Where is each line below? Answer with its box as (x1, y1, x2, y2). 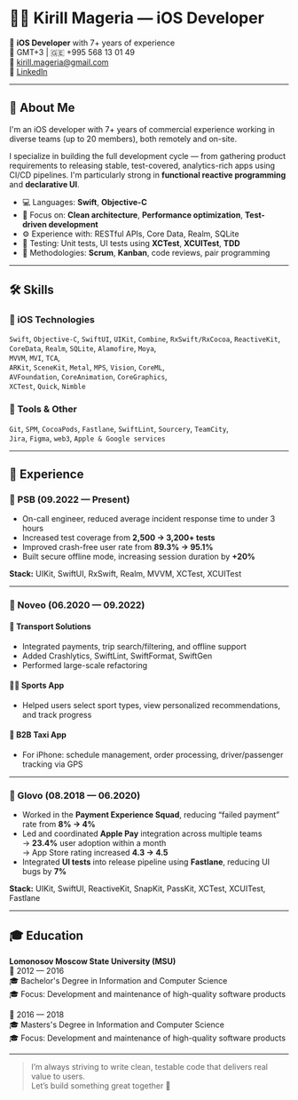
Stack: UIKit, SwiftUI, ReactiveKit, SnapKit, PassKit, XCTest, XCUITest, (9, 883, 266, 894)
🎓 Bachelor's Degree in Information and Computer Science (9, 976, 228, 986)
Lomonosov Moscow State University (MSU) (9, 956, 176, 967)
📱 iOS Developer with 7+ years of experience (9, 37, 176, 48)
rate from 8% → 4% (21, 819, 96, 830)
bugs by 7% (21, 866, 67, 877)
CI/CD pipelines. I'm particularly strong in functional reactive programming (9, 169, 286, 180)
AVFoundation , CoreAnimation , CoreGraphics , (9, 371, 168, 382)
